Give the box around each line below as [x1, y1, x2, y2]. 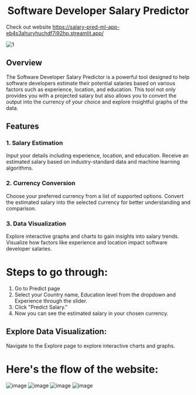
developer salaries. [6, 245, 52, 252]
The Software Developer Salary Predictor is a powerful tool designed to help [6, 73, 190, 80]
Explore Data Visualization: [6, 327, 107, 337]
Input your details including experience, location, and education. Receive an [6, 152, 189, 159]
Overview [6, 58, 43, 68]
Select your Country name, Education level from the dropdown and [14, 291, 176, 298]
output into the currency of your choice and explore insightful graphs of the [6, 98, 188, 105]
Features [6, 122, 39, 131]
